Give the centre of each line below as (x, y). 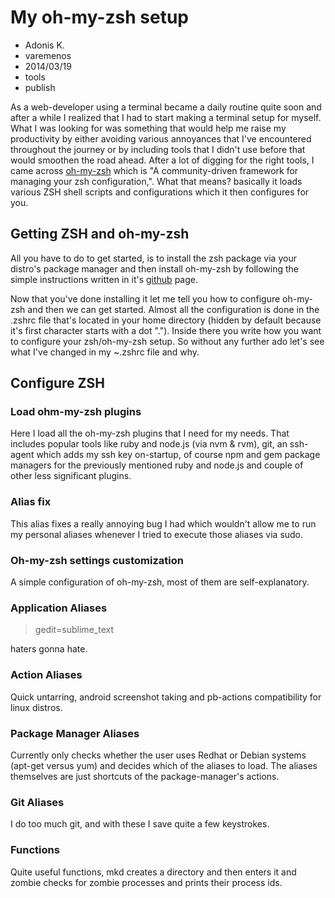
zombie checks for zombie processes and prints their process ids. (146, 882)
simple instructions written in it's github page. (104, 279)
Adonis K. (44, 45)
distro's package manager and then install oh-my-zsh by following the (154, 268)
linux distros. (36, 707)
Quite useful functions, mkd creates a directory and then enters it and (153, 872)
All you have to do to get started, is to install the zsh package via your (153, 258)
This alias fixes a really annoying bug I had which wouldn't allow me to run (163, 523)
